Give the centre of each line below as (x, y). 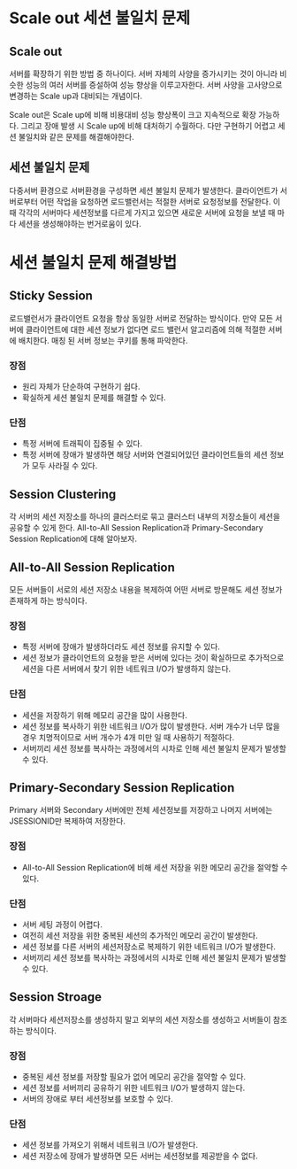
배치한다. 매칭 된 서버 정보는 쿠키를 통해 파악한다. (103, 340)
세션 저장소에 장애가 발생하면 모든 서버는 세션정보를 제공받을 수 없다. (140, 1156)
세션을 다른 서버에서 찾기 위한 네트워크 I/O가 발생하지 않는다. (126, 669)
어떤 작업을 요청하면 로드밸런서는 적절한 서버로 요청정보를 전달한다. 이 (160, 201)
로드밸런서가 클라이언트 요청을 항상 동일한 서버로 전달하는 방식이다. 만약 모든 (141, 318)
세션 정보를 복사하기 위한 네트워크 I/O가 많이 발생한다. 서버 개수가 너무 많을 (151, 726)
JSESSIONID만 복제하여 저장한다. (68, 821)
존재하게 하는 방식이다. (48, 601)
